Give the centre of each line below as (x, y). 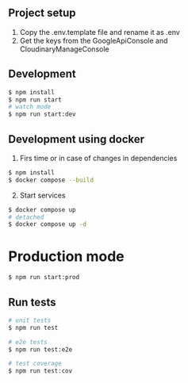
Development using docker (77, 139)
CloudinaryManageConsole (64, 49)
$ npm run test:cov (40, 371)
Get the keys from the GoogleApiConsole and (94, 40)
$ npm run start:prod (44, 278)
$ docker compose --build (51, 180)
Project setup (42, 13)
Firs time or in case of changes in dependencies (98, 158)
